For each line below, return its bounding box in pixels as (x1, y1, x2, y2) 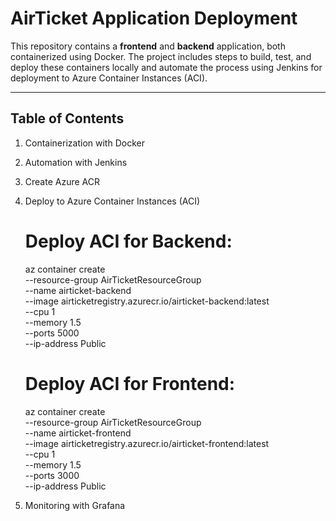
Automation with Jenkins (24, 156, 128, 168)
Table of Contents (10, 110, 125, 127)
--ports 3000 (24, 469, 80, 481)
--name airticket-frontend (24, 427, 132, 439)
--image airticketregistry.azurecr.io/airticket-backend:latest (24, 295, 270, 307)
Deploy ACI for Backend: (24, 230, 233, 252)
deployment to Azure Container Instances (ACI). (10, 72, 208, 84)
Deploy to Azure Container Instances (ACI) (24, 195, 201, 207)
